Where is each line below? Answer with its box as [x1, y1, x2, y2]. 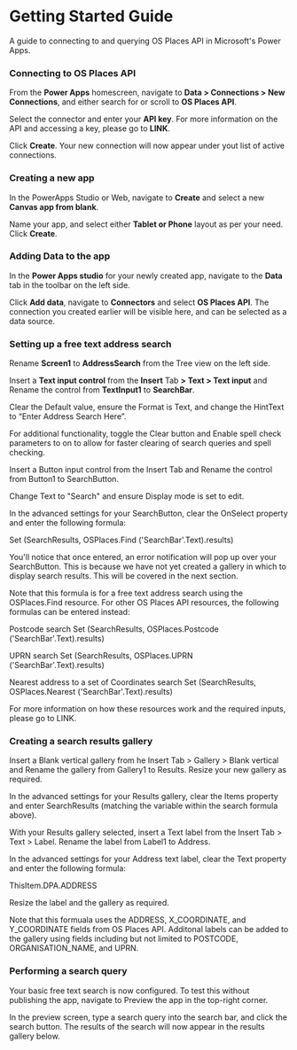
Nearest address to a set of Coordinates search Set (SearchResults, [9, 677, 257, 688]
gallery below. [9, 1031, 60, 1041]
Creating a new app [9, 172, 95, 184]
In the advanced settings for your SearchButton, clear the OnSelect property [9, 508, 288, 519]
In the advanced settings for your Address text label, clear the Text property [9, 853, 286, 865]
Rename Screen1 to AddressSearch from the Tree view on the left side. [9, 358, 270, 369]
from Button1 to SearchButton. [9, 474, 120, 485]
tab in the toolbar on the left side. [9, 279, 130, 290]
